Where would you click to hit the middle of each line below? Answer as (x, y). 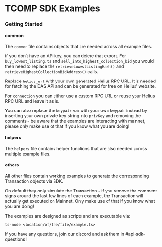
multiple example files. (28, 154)
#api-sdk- (135, 234)
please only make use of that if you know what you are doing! (67, 126)
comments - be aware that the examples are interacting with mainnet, (75, 121)
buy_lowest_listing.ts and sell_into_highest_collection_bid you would (80, 61)
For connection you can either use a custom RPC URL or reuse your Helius (80, 96)
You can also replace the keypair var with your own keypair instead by (76, 110)
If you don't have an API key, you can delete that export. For (66, 56)
